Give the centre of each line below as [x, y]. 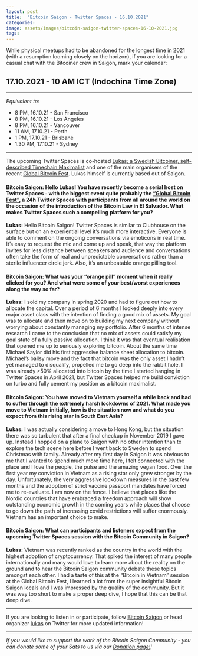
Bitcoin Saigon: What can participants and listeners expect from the [91, 531]
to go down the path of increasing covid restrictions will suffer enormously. [97, 511]
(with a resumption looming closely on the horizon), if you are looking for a [97, 57]
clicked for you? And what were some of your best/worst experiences [93, 283]
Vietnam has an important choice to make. [57, 517]
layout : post [22, 12]
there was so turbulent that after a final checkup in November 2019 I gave [95, 435]
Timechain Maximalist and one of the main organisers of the [105, 167]
